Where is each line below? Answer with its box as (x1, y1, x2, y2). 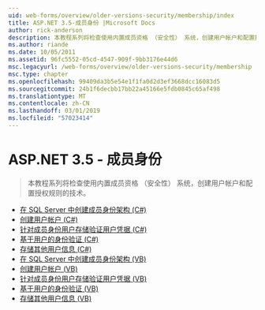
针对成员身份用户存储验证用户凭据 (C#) (19, 224, 147, 233)
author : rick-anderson (8, 26, 83, 34)
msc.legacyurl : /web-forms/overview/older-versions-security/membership (8, 63, 252, 71)
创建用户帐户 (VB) (19, 263, 78, 273)
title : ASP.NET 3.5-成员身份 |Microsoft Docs (8, 19, 156, 27)
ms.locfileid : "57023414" (8, 114, 93, 122)
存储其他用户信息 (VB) (19, 293, 92, 303)
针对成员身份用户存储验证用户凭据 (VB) (19, 274, 147, 283)
